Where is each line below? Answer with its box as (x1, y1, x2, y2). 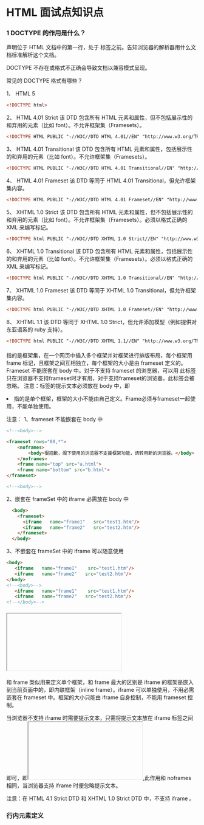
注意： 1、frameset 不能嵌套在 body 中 (6, 416, 103, 423)
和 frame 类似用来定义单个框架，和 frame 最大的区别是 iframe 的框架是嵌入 (6, 678, 194, 686)
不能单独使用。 (16, 402, 55, 410)
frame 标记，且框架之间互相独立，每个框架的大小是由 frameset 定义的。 (6, 359, 186, 367)
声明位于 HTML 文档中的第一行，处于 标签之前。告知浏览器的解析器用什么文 (6, 44, 196, 51)
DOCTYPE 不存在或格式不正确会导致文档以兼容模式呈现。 (6, 64, 151, 72)
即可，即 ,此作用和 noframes (6, 775, 191, 782)
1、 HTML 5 (6, 90, 35, 97)
